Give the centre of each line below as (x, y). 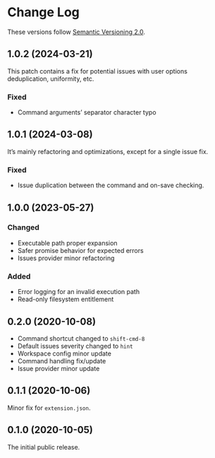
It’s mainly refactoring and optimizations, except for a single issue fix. (108, 151)
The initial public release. (44, 447)
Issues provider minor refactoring (66, 258)
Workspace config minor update (64, 353)
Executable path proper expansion (67, 243)
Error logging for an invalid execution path (78, 292)
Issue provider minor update (59, 368)
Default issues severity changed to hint (75, 346)
